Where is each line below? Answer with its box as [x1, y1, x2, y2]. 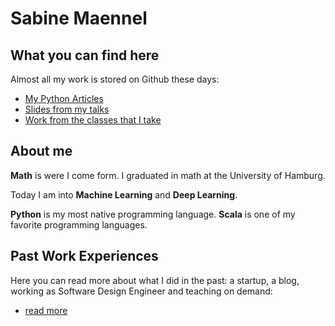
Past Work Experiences [10, 248, 159, 265]
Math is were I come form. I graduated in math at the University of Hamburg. [10, 169, 326, 181]
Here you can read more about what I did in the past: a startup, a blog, [10, 274, 300, 286]
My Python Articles [24, 93, 104, 104]
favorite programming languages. [10, 218, 148, 231]
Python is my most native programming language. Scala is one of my [10, 208, 296, 220]
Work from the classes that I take [24, 114, 162, 126]
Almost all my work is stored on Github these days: [10, 73, 220, 85]
